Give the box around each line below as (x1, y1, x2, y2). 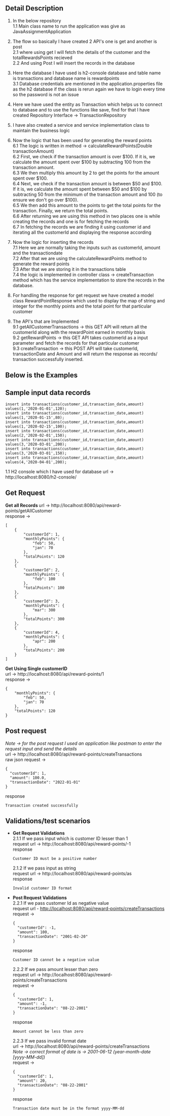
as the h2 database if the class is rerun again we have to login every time (12, 86, 165, 92)
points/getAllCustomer (5, 508, 52, 514)
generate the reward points (12, 261, 70, 267)
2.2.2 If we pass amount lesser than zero (12, 966, 98, 972)
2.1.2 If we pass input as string (12, 865, 76, 871)
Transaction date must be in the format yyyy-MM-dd (12, 1106, 124, 1111)
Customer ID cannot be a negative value (12, 957, 99, 963)
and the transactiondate (12, 249, 63, 256)
